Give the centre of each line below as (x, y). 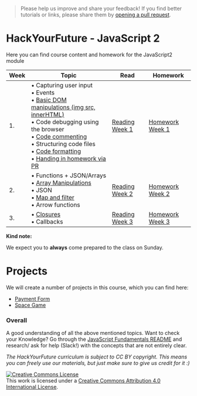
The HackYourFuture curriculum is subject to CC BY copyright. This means (97, 357)
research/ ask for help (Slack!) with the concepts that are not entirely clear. (96, 346)
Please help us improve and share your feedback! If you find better (101, 9)
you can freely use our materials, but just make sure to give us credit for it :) (98, 363)
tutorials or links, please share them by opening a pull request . (96, 15)
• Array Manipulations (62, 182)
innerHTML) (48, 114)
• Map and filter (53, 197)
